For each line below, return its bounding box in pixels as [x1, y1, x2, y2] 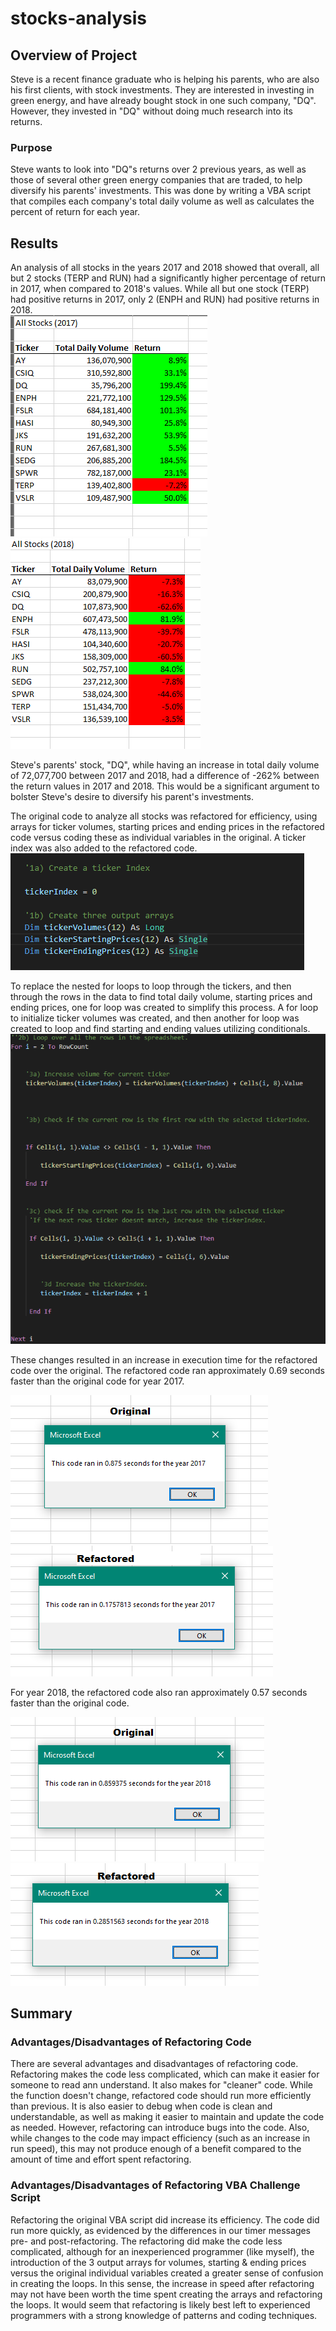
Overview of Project [10, 47, 138, 64]
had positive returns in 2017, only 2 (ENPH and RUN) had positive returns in [10, 293, 320, 306]
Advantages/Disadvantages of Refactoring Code [10, 2035, 252, 2049]
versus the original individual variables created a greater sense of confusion [10, 2267, 324, 2279]
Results [10, 235, 59, 252]
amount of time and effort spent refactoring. [10, 2153, 192, 2166]
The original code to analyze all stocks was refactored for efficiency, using [10, 810, 318, 822]
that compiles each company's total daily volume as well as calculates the [10, 195, 315, 207]
